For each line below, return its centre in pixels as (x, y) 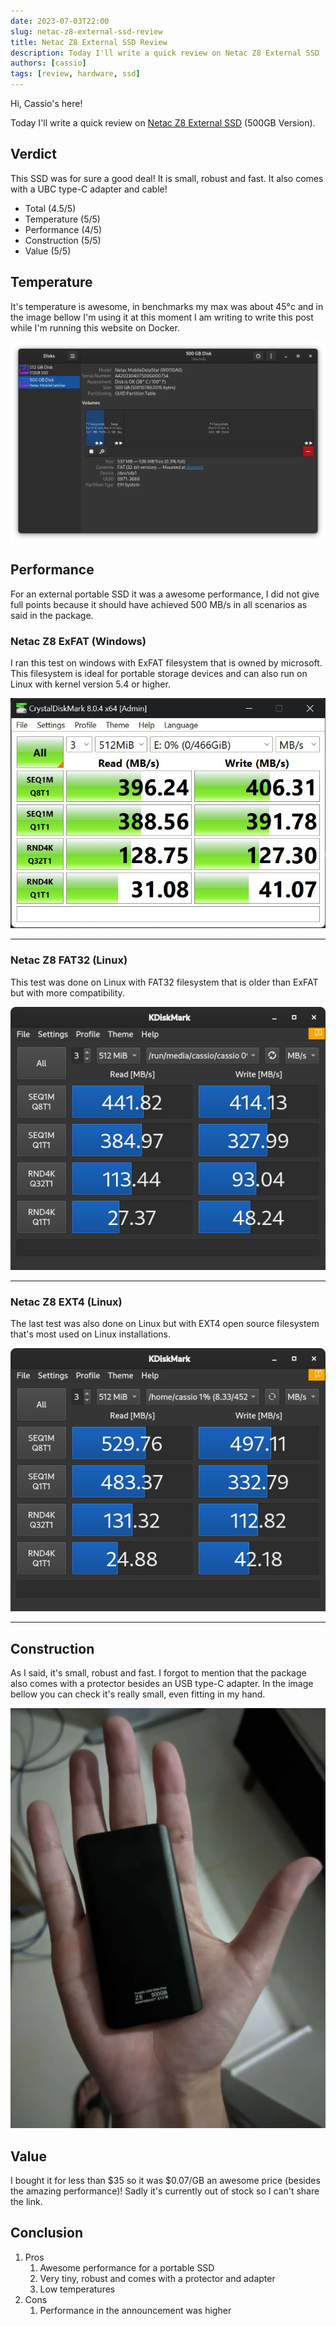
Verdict (33, 154)
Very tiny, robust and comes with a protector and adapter (157, 2278)
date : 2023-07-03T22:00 (60, 21)
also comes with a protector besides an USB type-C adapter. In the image (162, 1684)
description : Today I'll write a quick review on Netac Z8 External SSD (165, 53)
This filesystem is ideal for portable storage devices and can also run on (159, 674)
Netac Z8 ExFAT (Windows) (78, 641)
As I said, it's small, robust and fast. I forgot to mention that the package (158, 1673)
